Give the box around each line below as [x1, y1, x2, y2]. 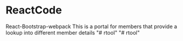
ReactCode [5, 4, 62, 17]
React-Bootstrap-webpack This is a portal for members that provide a [5, 23, 178, 30]
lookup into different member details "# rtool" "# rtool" [5, 29, 140, 36]
